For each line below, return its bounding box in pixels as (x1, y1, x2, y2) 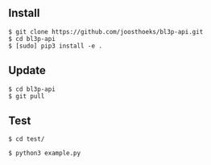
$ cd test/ (8, 135, 45, 143)
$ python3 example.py (8, 149, 81, 158)
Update (8, 64, 47, 77)
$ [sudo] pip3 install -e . (8, 42, 103, 50)
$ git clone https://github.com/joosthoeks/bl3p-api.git (8, 27, 204, 35)
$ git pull (8, 92, 45, 100)
